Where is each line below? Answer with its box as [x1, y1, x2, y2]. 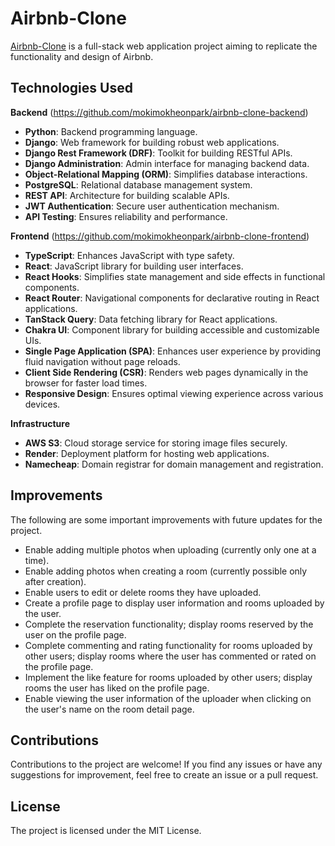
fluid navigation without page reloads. [24, 355, 181, 367]
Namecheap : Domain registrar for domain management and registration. [24, 458, 324, 470]
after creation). [24, 575, 87, 587]
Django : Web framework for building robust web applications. [24, 136, 280, 148]
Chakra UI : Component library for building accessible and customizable [24, 323, 320, 336]
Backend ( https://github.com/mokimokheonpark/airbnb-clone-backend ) [10, 106, 309, 118]
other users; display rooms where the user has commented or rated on [24, 650, 317, 662]
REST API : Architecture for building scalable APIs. [24, 189, 230, 201]
